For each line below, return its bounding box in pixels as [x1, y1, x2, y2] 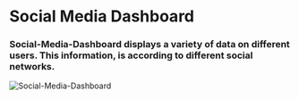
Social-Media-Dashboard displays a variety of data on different [9, 38, 291, 51]
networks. [9, 61, 56, 73]
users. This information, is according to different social [9, 49, 253, 62]
